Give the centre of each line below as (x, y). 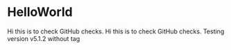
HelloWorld (40, 12)
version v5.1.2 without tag (44, 38)
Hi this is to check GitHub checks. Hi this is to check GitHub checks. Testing (116, 31)
